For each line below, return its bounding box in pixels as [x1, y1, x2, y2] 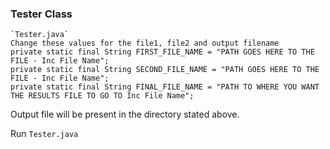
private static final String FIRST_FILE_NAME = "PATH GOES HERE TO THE [10, 47, 315, 57]
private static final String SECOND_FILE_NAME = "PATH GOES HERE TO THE [10, 65, 320, 75]
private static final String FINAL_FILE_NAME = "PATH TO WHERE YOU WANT [10, 82, 320, 92]
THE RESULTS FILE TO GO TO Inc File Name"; [10, 91, 195, 101]
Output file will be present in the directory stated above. [10, 108, 240, 121]
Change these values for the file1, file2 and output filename [10, 38, 280, 49]
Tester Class [10, 7, 73, 21]
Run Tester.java [10, 128, 79, 140]
